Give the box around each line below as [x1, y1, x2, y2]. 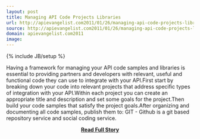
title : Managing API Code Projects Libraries [6, 14, 121, 20]
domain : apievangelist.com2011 [6, 31, 84, 37]
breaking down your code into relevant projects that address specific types [6, 83, 190, 90]
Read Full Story [80, 126, 120, 133]
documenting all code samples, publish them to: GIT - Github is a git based [6, 108, 189, 115]
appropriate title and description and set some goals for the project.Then [6, 96, 185, 103]
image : [6, 36, 23, 42]
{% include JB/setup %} [6, 53, 65, 59]
